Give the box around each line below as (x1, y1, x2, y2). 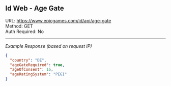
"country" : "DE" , (10, 58, 47, 63)
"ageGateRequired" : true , (10, 62, 65, 68)
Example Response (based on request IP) (5, 43, 93, 49)
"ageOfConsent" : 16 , (10, 67, 53, 72)
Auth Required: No (5, 28, 44, 35)
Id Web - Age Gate (5, 4, 65, 13)
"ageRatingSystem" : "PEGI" (10, 72, 67, 77)
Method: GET (5, 23, 33, 29)
